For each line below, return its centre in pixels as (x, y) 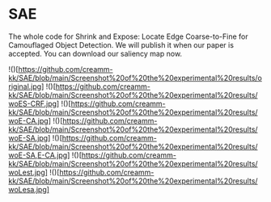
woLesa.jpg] (29, 189)
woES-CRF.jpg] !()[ (40, 103)
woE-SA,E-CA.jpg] (39, 155)
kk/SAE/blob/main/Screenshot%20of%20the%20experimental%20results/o (135, 78)
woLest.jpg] (28, 172)
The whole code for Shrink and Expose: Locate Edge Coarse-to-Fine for (128, 36)
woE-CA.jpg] (30, 120)
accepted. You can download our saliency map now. (95, 53)
